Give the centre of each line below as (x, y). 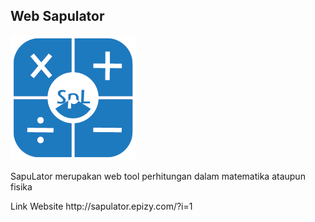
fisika (21, 186)
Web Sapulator (57, 16)
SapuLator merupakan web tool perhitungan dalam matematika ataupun (158, 176)
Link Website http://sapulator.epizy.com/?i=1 (101, 206)
